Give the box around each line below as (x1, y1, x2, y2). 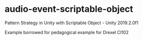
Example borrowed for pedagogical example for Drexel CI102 (4, 29, 129, 35)
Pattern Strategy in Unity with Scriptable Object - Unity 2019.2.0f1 (4, 20, 139, 26)
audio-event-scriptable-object (4, 3, 134, 15)
